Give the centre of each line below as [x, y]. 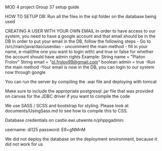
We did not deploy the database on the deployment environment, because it [81, 139]
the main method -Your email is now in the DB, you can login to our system [80, 67]
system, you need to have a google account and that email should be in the [80, 36]
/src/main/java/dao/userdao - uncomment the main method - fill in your [77, 46]
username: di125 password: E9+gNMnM [45, 130]
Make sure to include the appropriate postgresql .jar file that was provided [79, 91]
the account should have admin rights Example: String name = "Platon [75, 57]
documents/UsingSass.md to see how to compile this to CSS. [66, 111]
